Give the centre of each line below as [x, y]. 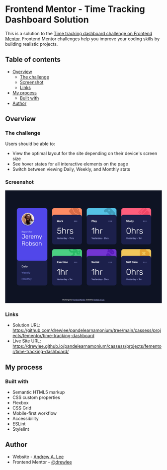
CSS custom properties [36, 397]
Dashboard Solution [47, 20]
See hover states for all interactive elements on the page [70, 164]
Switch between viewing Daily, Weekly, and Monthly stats [71, 169]
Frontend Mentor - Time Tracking [75, 9]
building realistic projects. [32, 44]
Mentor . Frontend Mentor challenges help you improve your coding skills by [83, 39]
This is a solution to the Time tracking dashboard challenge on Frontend [79, 33]
